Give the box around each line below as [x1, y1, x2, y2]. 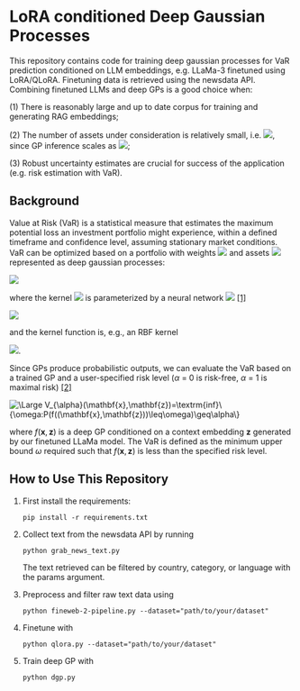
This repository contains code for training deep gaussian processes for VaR [9, 55, 290, 66]
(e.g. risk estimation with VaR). [9, 167, 123, 177]
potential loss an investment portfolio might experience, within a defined [9, 227, 277, 238]
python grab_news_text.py [22, 546, 120, 555]
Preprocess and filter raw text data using [22, 588, 174, 600]
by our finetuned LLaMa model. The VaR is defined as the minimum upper [9, 435, 283, 447]
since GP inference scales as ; [9, 140, 131, 150]
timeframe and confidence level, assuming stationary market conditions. [9, 236, 277, 247]
